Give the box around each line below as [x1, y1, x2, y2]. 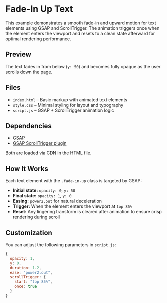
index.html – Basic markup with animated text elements [12, 96, 128, 103]
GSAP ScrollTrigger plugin [12, 140, 67, 146]
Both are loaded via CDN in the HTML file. [5, 150, 92, 156]
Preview [5, 50, 32, 59]
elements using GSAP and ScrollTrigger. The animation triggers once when [5, 25, 160, 31]
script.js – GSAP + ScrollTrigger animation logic [12, 107, 114, 113]
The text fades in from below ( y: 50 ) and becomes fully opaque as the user [5, 63, 161, 69]
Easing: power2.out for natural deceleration [12, 198, 102, 204]
